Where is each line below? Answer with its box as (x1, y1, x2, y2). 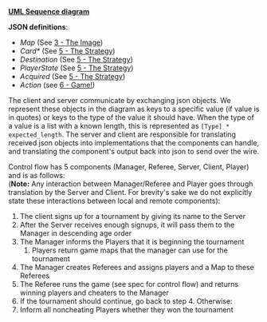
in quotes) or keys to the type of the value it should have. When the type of (8, 113, 255, 122)
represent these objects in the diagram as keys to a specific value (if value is (8, 104, 260, 113)
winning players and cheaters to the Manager (19, 288, 170, 297)
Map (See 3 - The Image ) (19, 38, 104, 47)
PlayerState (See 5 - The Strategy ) (19, 63, 134, 73)
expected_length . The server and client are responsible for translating (8, 129, 237, 139)
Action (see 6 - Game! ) (19, 80, 96, 89)
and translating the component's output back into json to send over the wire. (8, 147, 260, 156)
